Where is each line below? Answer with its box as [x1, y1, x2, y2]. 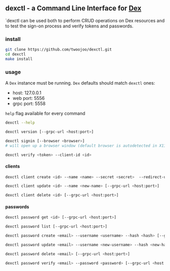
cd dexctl [5, 52, 26, 57]
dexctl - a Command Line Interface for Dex [5, 4, 142, 13]
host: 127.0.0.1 [12, 90, 41, 96]
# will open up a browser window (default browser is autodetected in [5, 143, 157, 148]
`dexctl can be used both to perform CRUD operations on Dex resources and [5, 17, 165, 23]
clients [5, 163, 20, 169]
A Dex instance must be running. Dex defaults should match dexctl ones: [5, 80, 155, 86]
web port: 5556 [12, 95, 45, 101]
